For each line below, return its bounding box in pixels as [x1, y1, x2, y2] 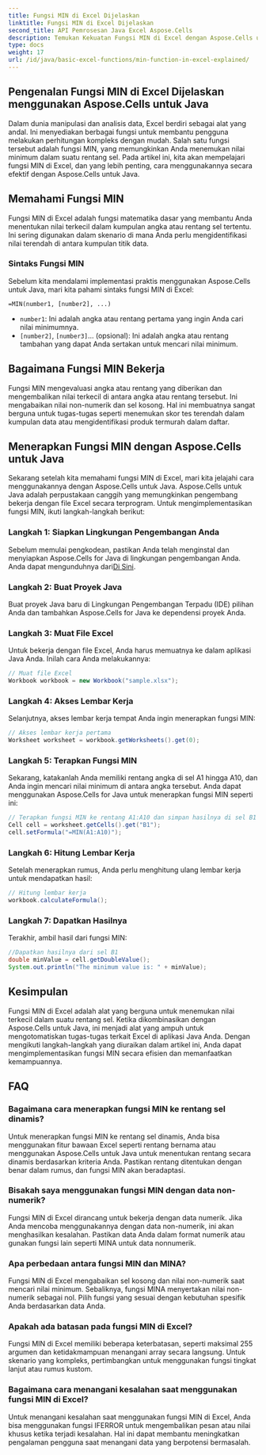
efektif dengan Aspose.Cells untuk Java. [8, 169, 140, 178]
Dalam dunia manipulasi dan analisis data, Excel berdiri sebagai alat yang [8, 118, 247, 128]
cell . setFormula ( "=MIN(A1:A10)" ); [8, 829, 123, 837]
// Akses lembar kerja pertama [8, 729, 112, 737]
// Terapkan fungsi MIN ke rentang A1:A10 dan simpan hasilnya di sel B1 [8, 814, 257, 821]
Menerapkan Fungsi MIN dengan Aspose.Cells [8, 440, 241, 453]
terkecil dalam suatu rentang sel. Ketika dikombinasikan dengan [8, 1014, 216, 1024]
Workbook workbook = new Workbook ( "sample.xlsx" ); [8, 677, 179, 685]
